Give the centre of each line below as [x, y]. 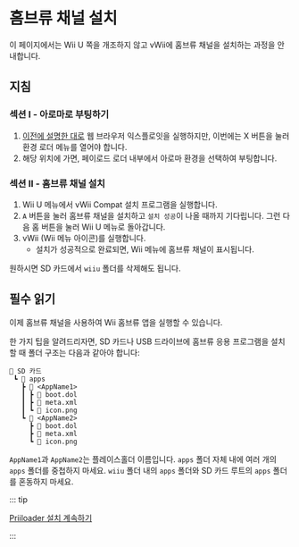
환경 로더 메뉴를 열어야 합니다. [75, 147]
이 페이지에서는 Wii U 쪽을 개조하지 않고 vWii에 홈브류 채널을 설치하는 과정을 [142, 45]
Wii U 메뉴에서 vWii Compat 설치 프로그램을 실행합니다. [120, 204]
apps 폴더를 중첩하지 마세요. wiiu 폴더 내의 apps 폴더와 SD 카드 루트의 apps [140, 470]
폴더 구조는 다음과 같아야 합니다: [84, 352]
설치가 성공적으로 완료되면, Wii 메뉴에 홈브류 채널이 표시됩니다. [145, 249]
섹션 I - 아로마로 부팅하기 [59, 114]
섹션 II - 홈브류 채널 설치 [57, 183]
